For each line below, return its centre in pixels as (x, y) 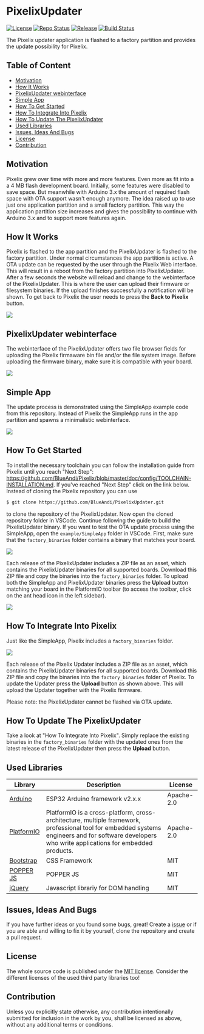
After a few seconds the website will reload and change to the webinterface (101, 277)
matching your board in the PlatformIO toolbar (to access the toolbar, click (99, 589)
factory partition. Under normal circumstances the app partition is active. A (100, 258)
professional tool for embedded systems (104, 828)
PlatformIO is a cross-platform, (90, 813)
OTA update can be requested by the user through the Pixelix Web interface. (102, 265)
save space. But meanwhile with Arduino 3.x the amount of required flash (98, 192)
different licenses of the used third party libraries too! (73, 977)
